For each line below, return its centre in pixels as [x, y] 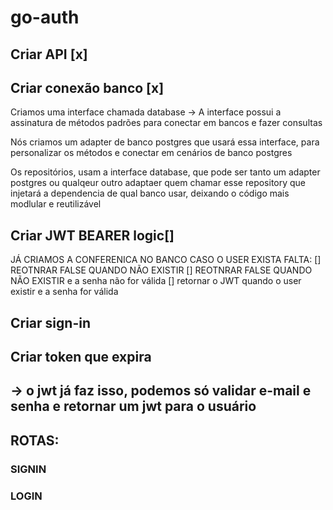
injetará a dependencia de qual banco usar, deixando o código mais [150, 193]
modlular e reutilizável [56, 204]
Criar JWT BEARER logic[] [92, 235]
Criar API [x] [49, 54]
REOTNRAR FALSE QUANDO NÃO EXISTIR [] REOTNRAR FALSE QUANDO [161, 270]
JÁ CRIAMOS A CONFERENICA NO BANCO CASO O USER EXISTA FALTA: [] [166, 260]
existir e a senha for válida [64, 292]
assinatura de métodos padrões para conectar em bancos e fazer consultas [166, 123]
